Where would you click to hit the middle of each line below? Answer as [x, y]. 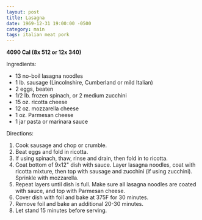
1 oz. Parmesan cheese [44, 115]
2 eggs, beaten [34, 89]
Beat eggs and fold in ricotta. [52, 152]
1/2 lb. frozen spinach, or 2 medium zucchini [71, 96]
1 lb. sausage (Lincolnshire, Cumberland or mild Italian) [84, 83]
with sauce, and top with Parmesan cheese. [70, 191]
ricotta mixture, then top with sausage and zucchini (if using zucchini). [104, 172]
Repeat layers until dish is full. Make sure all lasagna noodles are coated [106, 184]
